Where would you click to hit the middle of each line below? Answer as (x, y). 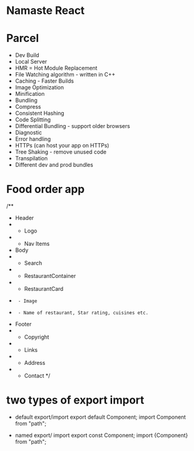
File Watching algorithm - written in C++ (65, 75)
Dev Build (27, 55)
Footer (23, 324)
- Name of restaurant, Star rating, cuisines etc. (83, 313)
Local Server (31, 62)
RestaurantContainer (50, 276)
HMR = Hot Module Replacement (56, 68)
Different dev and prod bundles (54, 165)
